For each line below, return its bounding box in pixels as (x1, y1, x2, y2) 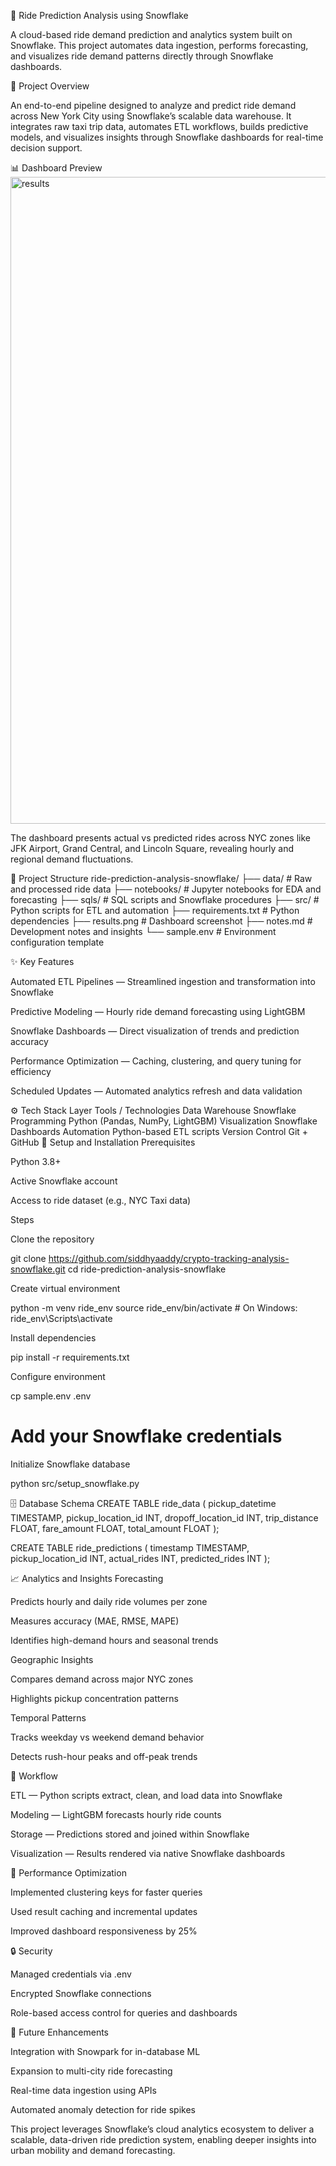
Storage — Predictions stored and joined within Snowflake (10, 1828, 250, 1840)
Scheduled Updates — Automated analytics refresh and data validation (10, 1085, 303, 1097)
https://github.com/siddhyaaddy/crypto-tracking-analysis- (48, 1253, 290, 1264)
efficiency (10, 1066, 52, 1077)
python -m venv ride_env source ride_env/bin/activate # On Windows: (10, 1302, 298, 1314)
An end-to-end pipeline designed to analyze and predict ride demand (10, 100, 297, 111)
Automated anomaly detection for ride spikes (10, 2103, 196, 2115)
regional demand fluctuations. (10, 853, 134, 865)
